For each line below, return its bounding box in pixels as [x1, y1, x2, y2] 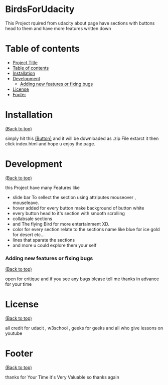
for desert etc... [12, 232, 45, 238]
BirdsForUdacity [5, 4, 75, 15]
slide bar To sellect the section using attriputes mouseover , [12, 194, 136, 200]
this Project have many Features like [5, 184, 80, 190]
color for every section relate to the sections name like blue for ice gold [12, 226, 160, 232]
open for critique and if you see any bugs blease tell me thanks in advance [5, 276, 159, 282]
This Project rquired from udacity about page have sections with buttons [5, 20, 155, 26]
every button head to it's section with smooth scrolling [12, 210, 125, 216]
